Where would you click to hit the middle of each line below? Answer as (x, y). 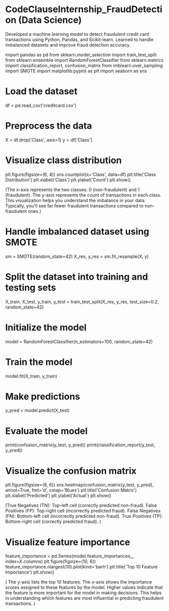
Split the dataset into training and (77, 277)
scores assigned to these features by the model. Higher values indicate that (84, 587)
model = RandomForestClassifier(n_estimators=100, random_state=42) (79, 341)
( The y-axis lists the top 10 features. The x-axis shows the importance (79, 582)
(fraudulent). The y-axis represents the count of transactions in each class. (83, 195)
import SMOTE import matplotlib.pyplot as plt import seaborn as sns (76, 71)
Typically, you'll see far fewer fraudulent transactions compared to (74, 206)
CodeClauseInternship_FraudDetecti (84, 9)
